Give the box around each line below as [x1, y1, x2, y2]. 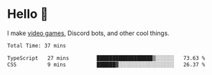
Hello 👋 [7, 6, 48, 22]
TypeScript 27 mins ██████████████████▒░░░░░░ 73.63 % [7, 54, 206, 61]
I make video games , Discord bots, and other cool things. [7, 29, 170, 37]
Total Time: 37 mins [7, 42, 67, 49]
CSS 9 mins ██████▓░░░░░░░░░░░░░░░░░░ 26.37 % [7, 61, 206, 68]
